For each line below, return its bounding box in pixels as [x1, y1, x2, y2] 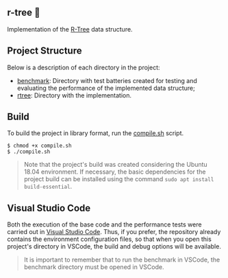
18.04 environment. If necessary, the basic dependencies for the [23, 167, 206, 176]
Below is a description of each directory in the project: [7, 63, 160, 71]
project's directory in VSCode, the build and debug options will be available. [7, 242, 221, 251]
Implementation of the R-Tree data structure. [7, 25, 133, 33]
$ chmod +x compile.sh [7, 142, 72, 150]
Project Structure [7, 45, 82, 57]
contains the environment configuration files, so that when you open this [7, 235, 212, 244]
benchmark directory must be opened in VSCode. [23, 263, 164, 271]
